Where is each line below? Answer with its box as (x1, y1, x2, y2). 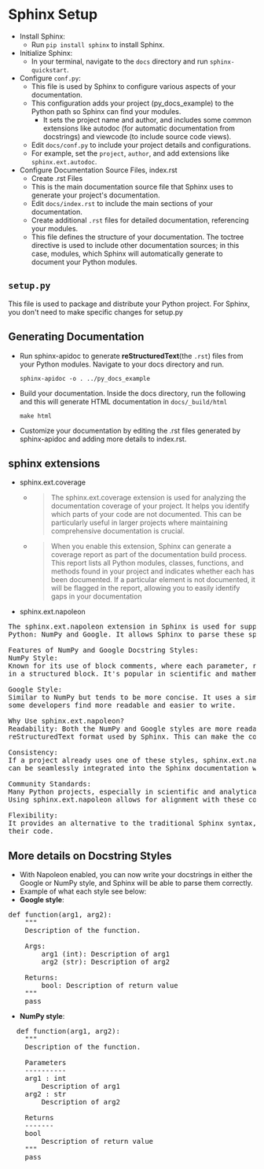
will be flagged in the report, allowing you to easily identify (50, 584, 240, 593)
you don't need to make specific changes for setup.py (8, 307, 183, 316)
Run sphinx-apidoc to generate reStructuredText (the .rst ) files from (19, 351, 244, 360)
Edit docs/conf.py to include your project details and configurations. (31, 140, 251, 149)
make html (19, 411, 53, 420)
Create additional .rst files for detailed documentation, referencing (31, 215, 249, 225)
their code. (8, 827, 54, 835)
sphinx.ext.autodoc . (31, 157, 97, 166)
